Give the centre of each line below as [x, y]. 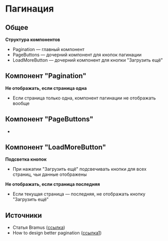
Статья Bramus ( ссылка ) [39, 227]
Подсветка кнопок [26, 159]
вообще [21, 103]
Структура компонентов [33, 39]
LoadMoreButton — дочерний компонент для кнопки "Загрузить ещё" [88, 60]
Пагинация [30, 9]
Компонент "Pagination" [46, 76]
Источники [24, 215]
